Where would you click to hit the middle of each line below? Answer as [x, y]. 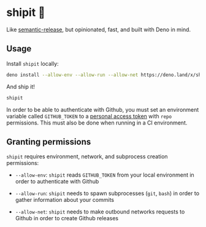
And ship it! [21, 87]
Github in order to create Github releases [67, 218]
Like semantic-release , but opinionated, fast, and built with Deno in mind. [99, 29]
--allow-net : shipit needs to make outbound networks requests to [100, 212]
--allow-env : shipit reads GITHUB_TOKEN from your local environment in [105, 175]
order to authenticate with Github [57, 182]
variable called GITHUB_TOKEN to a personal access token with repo [89, 116]
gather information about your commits [65, 200]
